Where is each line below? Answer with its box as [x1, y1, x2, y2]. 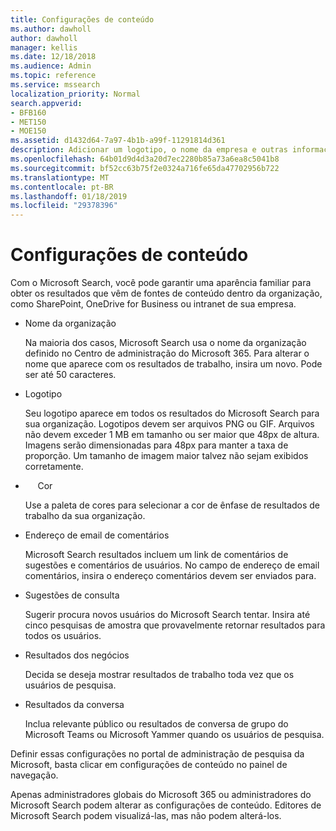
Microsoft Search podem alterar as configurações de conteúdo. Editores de [10, 799, 322, 811]
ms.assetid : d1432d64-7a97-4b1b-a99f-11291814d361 [10, 136, 226, 146]
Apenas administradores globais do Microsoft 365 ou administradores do [10, 789, 312, 801]
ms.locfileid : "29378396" [10, 201, 118, 211]
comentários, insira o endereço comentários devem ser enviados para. [24, 570, 317, 582]
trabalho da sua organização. [24, 510, 146, 522]
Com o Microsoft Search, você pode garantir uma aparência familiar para [10, 277, 312, 289]
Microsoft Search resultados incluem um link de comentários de [24, 549, 289, 561]
